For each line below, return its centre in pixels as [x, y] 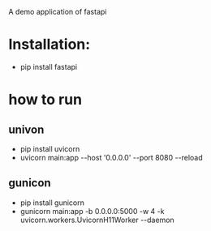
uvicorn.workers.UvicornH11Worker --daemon [97, 220]
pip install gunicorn [52, 203]
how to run [45, 100]
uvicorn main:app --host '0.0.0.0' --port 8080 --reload [111, 157]
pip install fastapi [49, 66]
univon [26, 129]
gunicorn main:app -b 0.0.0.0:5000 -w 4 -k [92, 211]
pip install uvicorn [50, 148]
